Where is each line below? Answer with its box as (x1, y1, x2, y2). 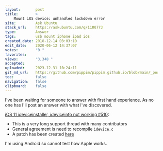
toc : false (5, 75, 47, 79)
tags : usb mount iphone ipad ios (5, 34, 90, 39)
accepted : (5, 61, 25, 66)
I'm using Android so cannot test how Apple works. (5, 140, 107, 146)
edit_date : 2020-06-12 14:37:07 (5, 43, 77, 48)
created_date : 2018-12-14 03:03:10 (5, 39, 77, 44)
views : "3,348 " (5, 57, 53, 61)
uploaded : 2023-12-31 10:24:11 (5, 66, 77, 71)
